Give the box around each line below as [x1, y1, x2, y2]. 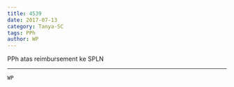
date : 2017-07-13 [7, 17, 58, 23]
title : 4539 [7, 10, 42, 17]
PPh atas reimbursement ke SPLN [7, 55, 104, 63]
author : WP [7, 36, 39, 43]
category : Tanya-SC [7, 23, 64, 30]
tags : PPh [7, 29, 36, 37]
